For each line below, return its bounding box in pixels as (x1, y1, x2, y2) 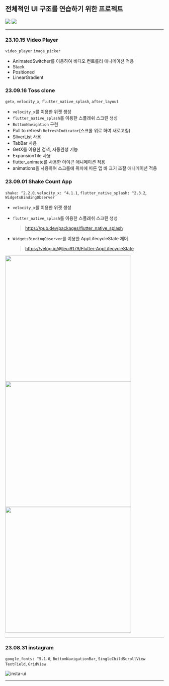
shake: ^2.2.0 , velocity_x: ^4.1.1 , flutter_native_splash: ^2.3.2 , (5, 189, 147, 195)
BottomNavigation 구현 (12, 121, 59, 127)
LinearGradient (12, 74, 44, 80)
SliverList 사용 (12, 134, 41, 140)
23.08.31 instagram (5, 644, 54, 651)
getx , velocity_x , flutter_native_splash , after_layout (5, 99, 119, 105)
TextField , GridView (5, 661, 46, 667)
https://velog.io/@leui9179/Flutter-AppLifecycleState (25, 245, 134, 251)
